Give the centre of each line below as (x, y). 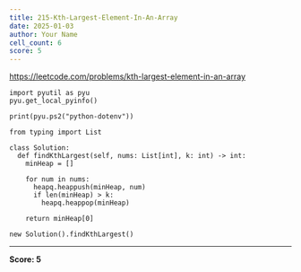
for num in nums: (58, 180)
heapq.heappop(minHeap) (86, 203)
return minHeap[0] (60, 219)
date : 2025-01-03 (42, 26)
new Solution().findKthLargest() (72, 234)
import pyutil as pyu (50, 93)
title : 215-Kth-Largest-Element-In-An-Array (94, 18)
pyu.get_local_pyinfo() (54, 101)
